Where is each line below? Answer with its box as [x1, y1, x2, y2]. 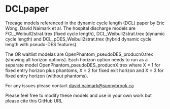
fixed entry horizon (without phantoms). [5, 72, 89, 79]
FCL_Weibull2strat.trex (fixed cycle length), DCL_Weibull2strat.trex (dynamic [5, 30, 165, 37]
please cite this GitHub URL [5, 97, 63, 104]
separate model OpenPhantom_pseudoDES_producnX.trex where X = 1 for [5, 62, 161, 68]
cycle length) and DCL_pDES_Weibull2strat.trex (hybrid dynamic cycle [5, 36, 152, 42]
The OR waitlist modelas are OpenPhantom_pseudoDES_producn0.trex [5, 51, 153, 57]
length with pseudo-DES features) [5, 41, 77, 47]
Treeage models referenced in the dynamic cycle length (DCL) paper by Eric [5, 20, 165, 26]
